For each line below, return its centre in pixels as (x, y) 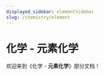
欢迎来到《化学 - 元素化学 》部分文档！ (53, 66)
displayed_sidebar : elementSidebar (50, 12)
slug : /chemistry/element (38, 17)
